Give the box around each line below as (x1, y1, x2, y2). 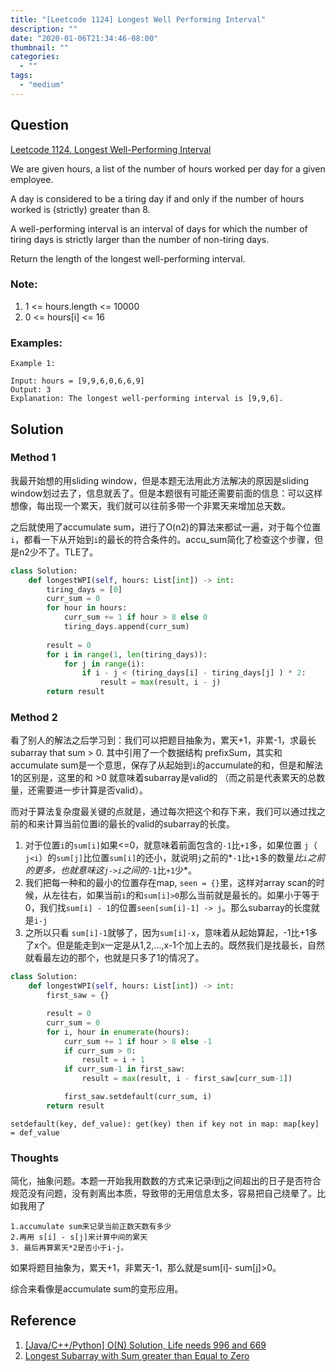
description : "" (10, 24, 78, 34)
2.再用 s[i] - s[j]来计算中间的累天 (10, 1232, 148, 1243)
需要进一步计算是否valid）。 (36, 784, 149, 796)
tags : (10, 71, 33, 81)
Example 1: (10, 359, 56, 369)
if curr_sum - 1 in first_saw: (63, 1064, 186, 1075)
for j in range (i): (63, 659, 145, 669)
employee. (10, 173, 54, 185)
